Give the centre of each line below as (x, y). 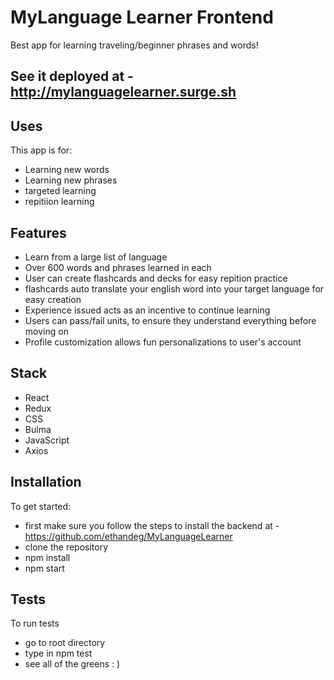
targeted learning (60, 191)
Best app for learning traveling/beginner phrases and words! (134, 45)
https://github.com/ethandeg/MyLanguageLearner (128, 536)
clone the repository (66, 547)
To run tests (35, 623)
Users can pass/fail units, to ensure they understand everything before (170, 320)
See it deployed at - (72, 76)
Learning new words (67, 170)
